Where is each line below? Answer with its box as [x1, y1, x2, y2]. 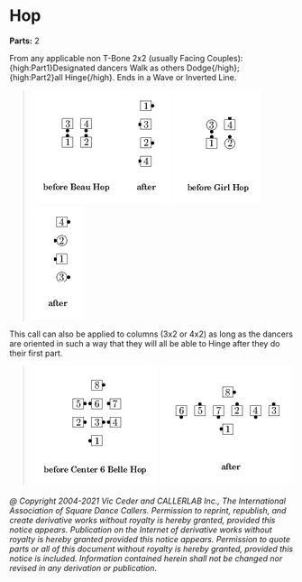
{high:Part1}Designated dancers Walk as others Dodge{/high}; [9, 62, 241, 73]
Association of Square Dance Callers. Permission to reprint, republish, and [9, 504, 287, 515]
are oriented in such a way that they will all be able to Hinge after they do [9, 337, 280, 348]
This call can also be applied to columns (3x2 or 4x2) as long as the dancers [9, 328, 293, 339]
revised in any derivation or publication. [9, 562, 158, 573]
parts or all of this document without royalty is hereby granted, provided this [9, 543, 294, 554]
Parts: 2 [9, 35, 41, 46]
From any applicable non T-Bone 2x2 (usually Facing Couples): [9, 52, 243, 63]
